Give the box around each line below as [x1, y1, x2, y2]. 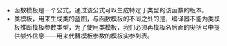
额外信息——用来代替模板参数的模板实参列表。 [19, 32, 154, 40]
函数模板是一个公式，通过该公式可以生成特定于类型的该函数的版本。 [13, 6, 208, 14]
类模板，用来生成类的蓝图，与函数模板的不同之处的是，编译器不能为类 [13, 14, 215, 23]
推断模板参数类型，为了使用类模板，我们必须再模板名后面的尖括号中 [19, 23, 215, 31]
